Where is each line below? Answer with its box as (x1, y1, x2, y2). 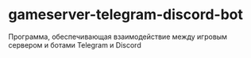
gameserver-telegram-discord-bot (8, 6, 244, 24)
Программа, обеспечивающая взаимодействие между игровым (8, 32, 228, 41)
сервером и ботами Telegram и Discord (8, 40, 141, 49)
